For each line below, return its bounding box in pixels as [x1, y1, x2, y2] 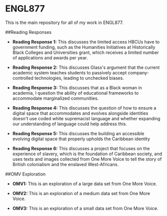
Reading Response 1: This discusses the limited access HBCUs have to [12, 38, 160, 45]
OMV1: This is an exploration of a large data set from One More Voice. [12, 181, 157, 187]
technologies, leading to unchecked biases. [34, 75, 124, 81]
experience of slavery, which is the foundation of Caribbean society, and [12, 151, 162, 157]
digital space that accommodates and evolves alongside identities [12, 110, 148, 116]
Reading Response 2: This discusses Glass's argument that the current [12, 64, 160, 70]
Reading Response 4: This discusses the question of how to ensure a [12, 105, 156, 111]
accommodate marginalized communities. [12, 95, 99, 101]
